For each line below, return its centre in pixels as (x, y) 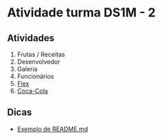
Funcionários (35, 76)
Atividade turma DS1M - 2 (81, 13)
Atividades (31, 38)
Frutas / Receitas (41, 54)
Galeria (27, 69)
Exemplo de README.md (53, 129)
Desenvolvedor (38, 62)
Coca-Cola (32, 91)
